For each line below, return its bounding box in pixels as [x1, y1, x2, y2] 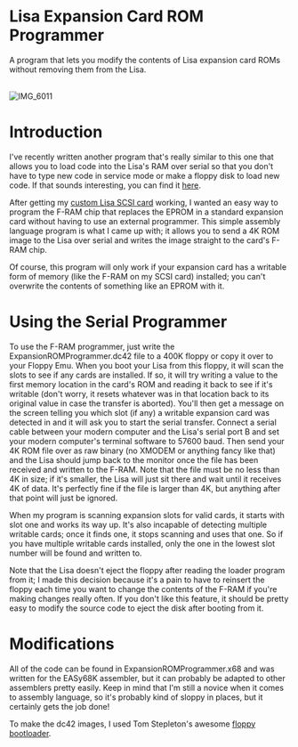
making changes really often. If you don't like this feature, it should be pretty [9, 593, 289, 604]
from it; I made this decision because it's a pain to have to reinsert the [9, 574, 265, 585]
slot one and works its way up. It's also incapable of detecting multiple [9, 519, 268, 530]
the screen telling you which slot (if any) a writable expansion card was [9, 407, 270, 418]
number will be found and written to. [9, 548, 142, 558]
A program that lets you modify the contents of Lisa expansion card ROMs [9, 54, 281, 65]
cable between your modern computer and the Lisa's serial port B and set [9, 426, 280, 437]
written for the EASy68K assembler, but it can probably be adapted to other [9, 672, 286, 683]
